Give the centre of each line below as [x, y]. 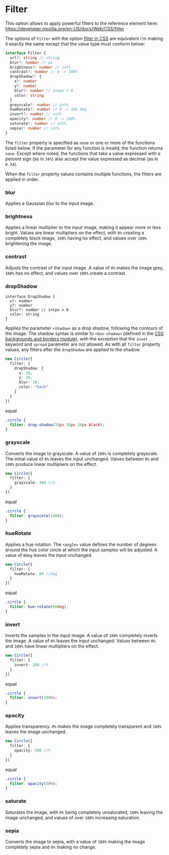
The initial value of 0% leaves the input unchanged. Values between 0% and [82, 459]
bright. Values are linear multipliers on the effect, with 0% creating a [75, 233]
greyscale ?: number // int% [39, 105]
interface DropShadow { [30, 297]
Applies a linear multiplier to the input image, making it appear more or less [83, 227]
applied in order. [22, 179]
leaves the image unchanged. [36, 732]
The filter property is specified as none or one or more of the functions [80, 142]
